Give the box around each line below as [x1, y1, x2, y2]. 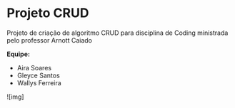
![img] [6, 92, 24, 101]
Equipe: [6, 50, 30, 58]
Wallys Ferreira [16, 78, 61, 87]
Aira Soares [16, 63, 51, 72]
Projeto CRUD [6, 5, 89, 21]
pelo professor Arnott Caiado [6, 36, 92, 44]
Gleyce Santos [16, 71, 60, 80]
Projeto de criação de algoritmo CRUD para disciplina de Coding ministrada [6, 28, 229, 37]
